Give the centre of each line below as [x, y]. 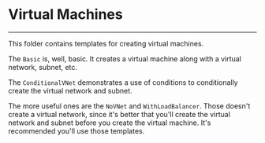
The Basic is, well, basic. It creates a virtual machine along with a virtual [125, 59]
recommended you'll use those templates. [77, 130]
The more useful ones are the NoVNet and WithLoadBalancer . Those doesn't [129, 106]
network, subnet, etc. [43, 67]
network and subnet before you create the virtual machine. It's [110, 123]
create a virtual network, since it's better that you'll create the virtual [119, 114]
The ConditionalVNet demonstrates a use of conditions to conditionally [123, 82]
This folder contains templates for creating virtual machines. [106, 43]
